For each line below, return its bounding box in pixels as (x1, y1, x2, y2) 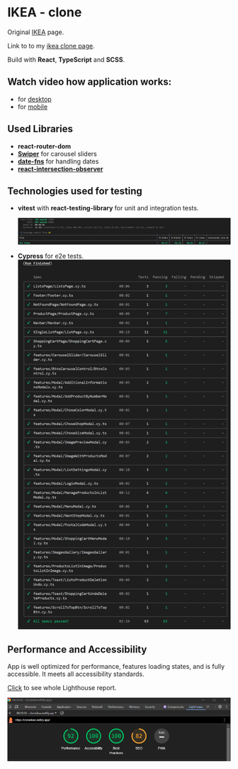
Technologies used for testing (7, 185, 143, 197)
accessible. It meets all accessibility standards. (7, 669, 144, 679)
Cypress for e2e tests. (17, 252, 84, 260)
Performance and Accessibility (7, 643, 147, 655)
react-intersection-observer (17, 164, 103, 173)
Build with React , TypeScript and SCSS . (7, 55, 125, 64)
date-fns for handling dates (17, 157, 99, 166)
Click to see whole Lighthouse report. (7, 684, 117, 692)
